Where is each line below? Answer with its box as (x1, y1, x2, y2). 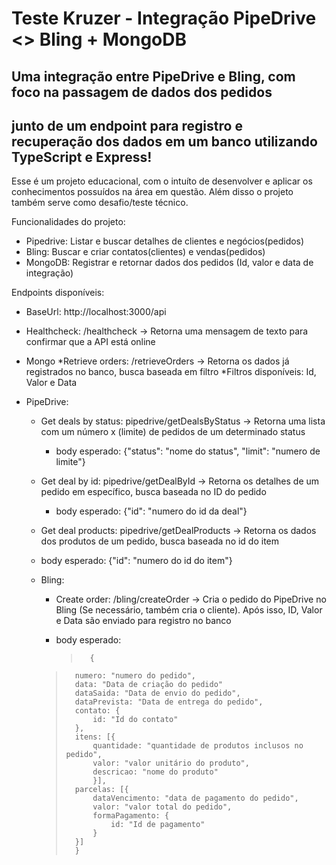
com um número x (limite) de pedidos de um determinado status (40, 426, 306, 438)
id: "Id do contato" (92, 715, 179, 725)
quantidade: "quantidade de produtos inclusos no (92, 741, 304, 751)
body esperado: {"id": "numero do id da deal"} (55, 505, 248, 517)
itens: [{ (74, 732, 116, 742)
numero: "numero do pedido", (74, 671, 197, 681)
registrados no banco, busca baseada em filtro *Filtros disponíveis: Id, (25, 366, 317, 378)
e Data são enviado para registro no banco (55, 615, 232, 627)
